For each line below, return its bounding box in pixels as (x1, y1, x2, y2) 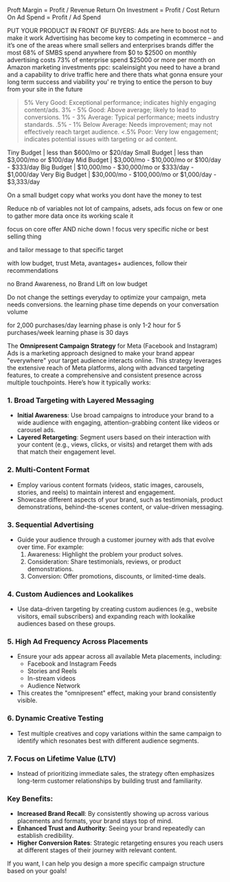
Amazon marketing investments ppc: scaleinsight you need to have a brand (7, 63, 220, 71)
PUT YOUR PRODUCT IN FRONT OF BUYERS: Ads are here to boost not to (7, 27, 218, 34)
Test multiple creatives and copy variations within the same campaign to (16, 729, 222, 737)
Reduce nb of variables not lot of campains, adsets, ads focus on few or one (7, 205, 223, 212)
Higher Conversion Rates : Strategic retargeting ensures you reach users (16, 839, 224, 847)
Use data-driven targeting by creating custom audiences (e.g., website (16, 605, 218, 613)
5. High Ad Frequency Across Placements (7, 637, 149, 646)
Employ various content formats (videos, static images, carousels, (16, 480, 204, 489)
